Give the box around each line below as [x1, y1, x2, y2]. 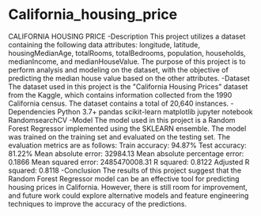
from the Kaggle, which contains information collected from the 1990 [8, 90, 233, 99]
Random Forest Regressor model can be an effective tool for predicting [8, 173, 240, 183]
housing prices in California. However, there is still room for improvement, [8, 182, 248, 192]
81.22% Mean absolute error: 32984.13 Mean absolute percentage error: [8, 148, 244, 158]
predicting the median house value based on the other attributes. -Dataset [8, 73, 251, 83]
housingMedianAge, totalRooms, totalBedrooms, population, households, [8, 48, 247, 58]
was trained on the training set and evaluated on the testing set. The [8, 132, 231, 141]
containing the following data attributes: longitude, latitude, [8, 39, 200, 49]
